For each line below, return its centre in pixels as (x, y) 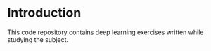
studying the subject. (38, 39)
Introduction (44, 13)
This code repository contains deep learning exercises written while (105, 32)
